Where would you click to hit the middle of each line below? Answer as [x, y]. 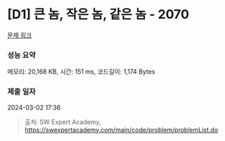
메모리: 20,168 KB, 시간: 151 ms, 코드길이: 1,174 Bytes [81, 72]
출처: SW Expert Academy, [63, 122]
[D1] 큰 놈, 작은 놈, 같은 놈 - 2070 [98, 14]
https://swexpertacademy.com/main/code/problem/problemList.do [121, 130]
